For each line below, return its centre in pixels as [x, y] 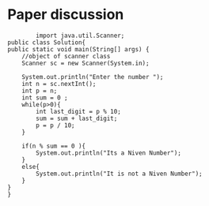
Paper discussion [66, 15]
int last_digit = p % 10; [79, 111]
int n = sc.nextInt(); [59, 84]
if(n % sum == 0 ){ [54, 146]
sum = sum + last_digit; [77, 118]
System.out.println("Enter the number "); [93, 77]
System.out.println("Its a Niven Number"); [108, 153]
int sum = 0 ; [45, 97]
